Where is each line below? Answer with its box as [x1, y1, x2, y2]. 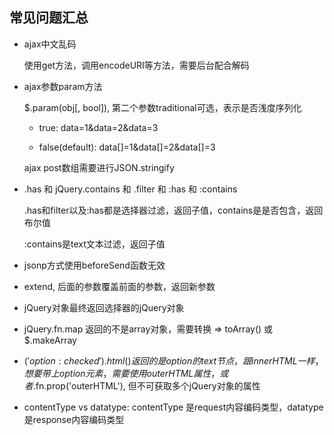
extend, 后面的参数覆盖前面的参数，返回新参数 [23, 280, 216, 292]
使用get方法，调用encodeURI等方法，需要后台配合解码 [23, 59, 250, 71]
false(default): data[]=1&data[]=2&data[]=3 [38, 141, 216, 153]
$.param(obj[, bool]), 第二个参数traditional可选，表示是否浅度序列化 [23, 101, 302, 113]
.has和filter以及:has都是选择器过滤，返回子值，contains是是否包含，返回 [23, 204, 324, 216]
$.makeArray [23, 334, 77, 346]
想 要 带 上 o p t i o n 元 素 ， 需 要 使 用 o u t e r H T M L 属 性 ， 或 [23, 367, 229, 379]
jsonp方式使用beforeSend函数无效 [23, 259, 166, 271]
